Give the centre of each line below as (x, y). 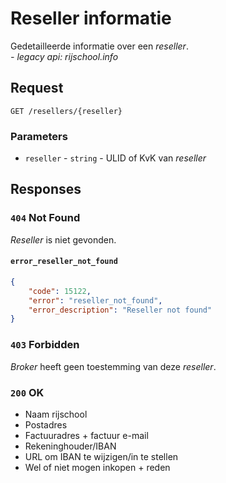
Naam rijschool (56, 414)
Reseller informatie (91, 18)
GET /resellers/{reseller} (66, 111)
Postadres (46, 424)
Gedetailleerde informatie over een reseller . (99, 46)
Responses (46, 189)
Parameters (39, 136)
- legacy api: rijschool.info (64, 56)
